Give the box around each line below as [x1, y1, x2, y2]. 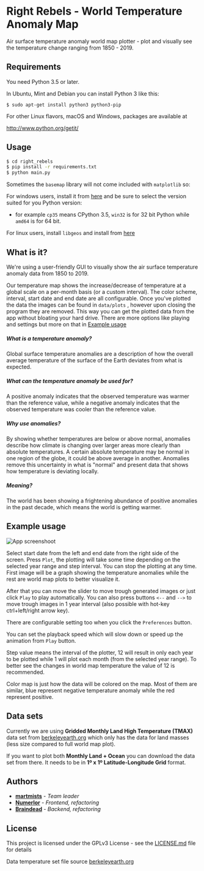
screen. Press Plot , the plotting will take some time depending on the [6, 556, 181, 563]
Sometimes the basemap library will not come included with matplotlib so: [6, 181, 191, 188]
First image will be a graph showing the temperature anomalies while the [6, 569, 189, 576]
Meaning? [6, 482, 33, 489]
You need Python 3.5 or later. [6, 78, 79, 85]
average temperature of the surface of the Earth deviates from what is [6, 356, 183, 364]
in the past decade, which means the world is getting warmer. [6, 503, 162, 510]
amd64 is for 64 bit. [15, 217, 61, 225]
